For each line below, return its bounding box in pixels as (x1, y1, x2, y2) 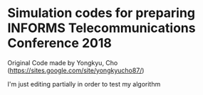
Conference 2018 (7, 35, 112, 51)
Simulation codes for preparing (7, 5, 196, 21)
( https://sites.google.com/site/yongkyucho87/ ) (7, 66, 145, 74)
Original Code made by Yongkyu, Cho (7, 58, 118, 67)
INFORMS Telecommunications (7, 20, 196, 36)
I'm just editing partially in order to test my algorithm (7, 79, 161, 88)
